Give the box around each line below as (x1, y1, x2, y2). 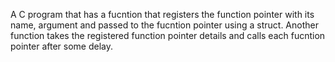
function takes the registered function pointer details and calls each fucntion (10, 30, 326, 41)
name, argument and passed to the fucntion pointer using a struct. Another (10, 19, 319, 31)
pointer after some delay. (10, 40, 114, 52)
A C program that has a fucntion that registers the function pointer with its (10, 9, 315, 20)
